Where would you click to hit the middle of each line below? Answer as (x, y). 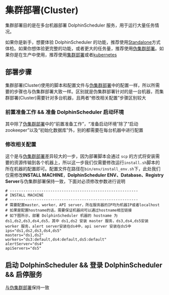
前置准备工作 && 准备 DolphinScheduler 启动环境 (65, 112)
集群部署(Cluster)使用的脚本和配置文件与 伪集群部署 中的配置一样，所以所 (80, 85)
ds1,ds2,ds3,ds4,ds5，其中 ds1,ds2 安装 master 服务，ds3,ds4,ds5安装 (77, 221)
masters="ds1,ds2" (24, 235)
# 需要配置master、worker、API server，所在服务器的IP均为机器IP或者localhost (82, 205)
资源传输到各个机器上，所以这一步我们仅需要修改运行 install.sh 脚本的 (87, 163)
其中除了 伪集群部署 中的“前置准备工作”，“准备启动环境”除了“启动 (72, 124)
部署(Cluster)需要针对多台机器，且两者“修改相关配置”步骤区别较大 (78, 97)
